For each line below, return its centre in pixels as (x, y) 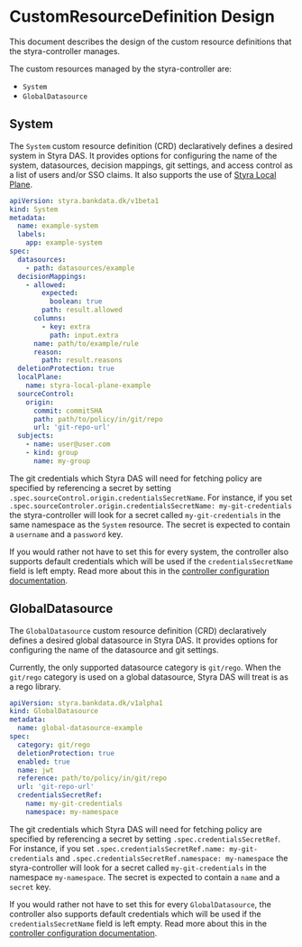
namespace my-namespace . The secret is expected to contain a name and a (145, 877)
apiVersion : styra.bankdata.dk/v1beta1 (84, 200)
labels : (32, 235)
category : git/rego (54, 745)
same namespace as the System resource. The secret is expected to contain (150, 525)
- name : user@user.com (68, 444)
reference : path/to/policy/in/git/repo (92, 778)
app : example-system (64, 243)
